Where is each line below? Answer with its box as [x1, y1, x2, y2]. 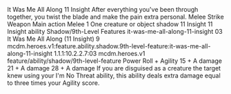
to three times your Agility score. [7, 79, 100, 87]
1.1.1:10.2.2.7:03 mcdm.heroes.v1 [54, 50, 145, 57]
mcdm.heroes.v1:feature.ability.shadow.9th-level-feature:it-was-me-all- [7, 42, 211, 50]
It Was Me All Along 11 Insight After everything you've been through [7, 6, 199, 13]
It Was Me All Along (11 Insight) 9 [7, 35, 100, 43]
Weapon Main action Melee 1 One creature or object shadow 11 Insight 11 [7, 20, 213, 28]
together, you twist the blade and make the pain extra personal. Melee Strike [7, 12, 224, 21]
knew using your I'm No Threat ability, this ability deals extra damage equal [7, 71, 221, 79]
